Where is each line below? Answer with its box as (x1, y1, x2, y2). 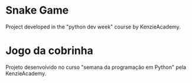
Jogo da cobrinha (5, 44, 94, 58)
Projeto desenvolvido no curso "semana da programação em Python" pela (5, 63, 187, 71)
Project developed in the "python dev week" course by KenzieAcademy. (5, 23, 181, 30)
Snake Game (5, 4, 69, 17)
